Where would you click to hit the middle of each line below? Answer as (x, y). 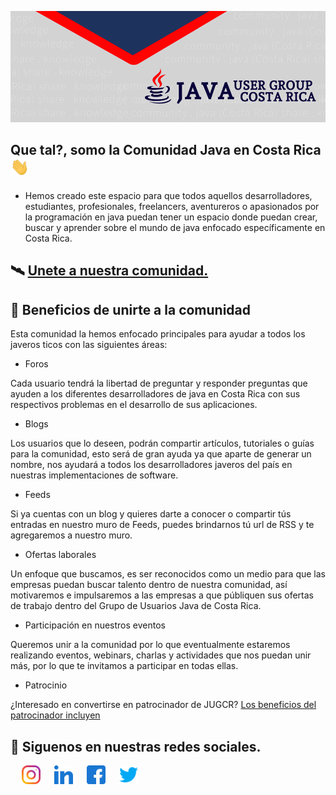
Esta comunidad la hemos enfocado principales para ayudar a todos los (158, 334)
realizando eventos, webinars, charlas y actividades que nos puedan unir (161, 655)
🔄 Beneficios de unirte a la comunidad (131, 309)
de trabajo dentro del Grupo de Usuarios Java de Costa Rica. (136, 606)
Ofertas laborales (60, 555)
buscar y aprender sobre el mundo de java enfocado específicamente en (175, 227)
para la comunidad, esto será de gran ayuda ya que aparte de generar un (161, 454)
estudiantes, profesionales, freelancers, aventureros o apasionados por (172, 206)
